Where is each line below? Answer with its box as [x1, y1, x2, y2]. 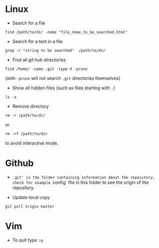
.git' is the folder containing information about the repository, [12, 175, 155, 180]
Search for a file [12, 20, 46, 26]
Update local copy [12, 194, 50, 200]
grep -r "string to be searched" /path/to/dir [5, 48, 106, 53]
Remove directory [12, 103, 49, 109]
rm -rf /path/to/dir [5, 131, 48, 136]
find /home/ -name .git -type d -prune [5, 66, 88, 71]
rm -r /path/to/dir [5, 113, 46, 118]
